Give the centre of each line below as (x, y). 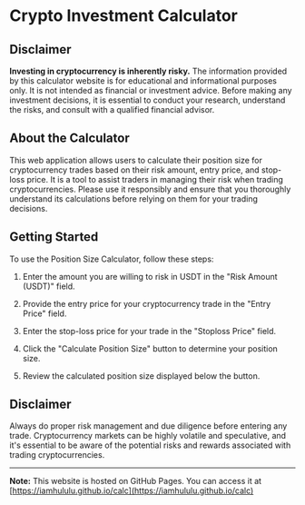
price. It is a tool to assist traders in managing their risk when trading (155, 179)
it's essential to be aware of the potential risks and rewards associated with (150, 445)
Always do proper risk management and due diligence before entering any (148, 426)
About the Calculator (69, 139)
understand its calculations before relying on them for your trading (134, 198)
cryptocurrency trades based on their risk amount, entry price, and (135, 170)
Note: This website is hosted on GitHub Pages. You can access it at (135, 481)
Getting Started (54, 237)
